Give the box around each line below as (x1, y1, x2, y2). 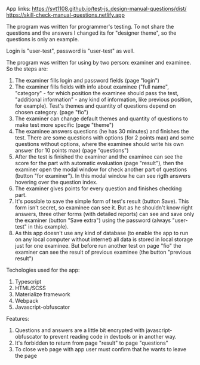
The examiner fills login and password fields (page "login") (14, 77, 160, 84)
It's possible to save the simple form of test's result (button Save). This (14, 197, 189, 205)
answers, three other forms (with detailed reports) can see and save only (14, 211, 195, 217)
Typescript (14, 278, 42, 285)
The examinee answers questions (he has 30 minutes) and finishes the (14, 128, 189, 135)
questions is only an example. (6, 36, 79, 42)
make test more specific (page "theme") (14, 121, 114, 128)
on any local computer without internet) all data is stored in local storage (14, 236, 193, 243)
